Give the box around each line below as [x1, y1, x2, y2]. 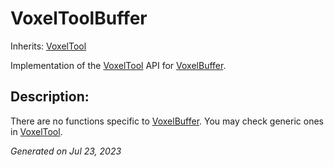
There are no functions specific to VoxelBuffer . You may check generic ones [10, 115, 324, 127]
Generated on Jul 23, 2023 [10, 145, 122, 157]
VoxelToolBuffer [10, 7, 148, 30]
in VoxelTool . [10, 125, 63, 137]
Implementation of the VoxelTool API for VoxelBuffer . [10, 59, 227, 71]
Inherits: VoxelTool [10, 40, 87, 52]
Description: [10, 88, 90, 106]
